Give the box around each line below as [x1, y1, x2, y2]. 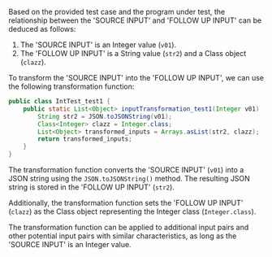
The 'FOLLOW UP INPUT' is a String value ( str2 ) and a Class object [19, 49, 247, 58]
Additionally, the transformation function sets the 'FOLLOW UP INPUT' [8, 198, 244, 207]
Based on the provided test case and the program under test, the [8, 7, 226, 16]
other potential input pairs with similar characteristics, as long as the [8, 231, 237, 241]
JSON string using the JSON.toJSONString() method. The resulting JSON [8, 174, 250, 183]
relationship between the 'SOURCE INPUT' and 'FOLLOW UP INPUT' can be [8, 15, 262, 25]
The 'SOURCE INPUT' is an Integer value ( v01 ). [19, 40, 177, 50]
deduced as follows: [8, 24, 76, 33]
